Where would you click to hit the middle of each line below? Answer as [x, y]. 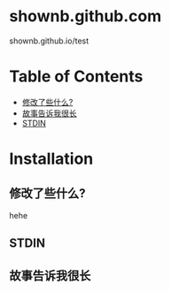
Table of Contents [76, 77]
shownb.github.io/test [49, 41]
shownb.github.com [85, 16]
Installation [51, 159]
